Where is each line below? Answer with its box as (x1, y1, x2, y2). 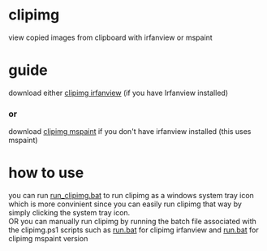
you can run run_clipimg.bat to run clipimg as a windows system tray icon (8, 191, 254, 201)
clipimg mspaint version (8, 234, 88, 244)
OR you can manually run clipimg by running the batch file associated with (8, 217, 257, 227)
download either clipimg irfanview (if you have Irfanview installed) (8, 88, 229, 97)
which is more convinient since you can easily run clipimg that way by (8, 199, 242, 209)
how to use (8, 164, 84, 182)
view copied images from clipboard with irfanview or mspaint (8, 32, 213, 42)
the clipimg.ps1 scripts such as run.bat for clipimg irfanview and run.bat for (8, 225, 260, 235)
